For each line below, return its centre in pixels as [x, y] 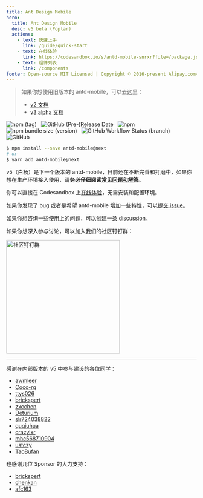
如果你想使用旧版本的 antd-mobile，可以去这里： [82, 92]
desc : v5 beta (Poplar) [41, 29]
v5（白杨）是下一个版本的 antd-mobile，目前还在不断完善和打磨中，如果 [97, 172]
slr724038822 [33, 419]
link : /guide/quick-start [55, 46]
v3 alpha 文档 [47, 112]
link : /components [45, 68]
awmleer [26, 380]
